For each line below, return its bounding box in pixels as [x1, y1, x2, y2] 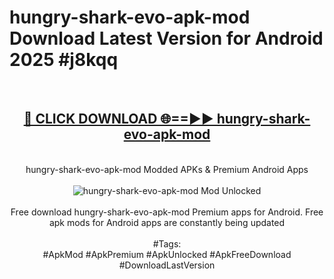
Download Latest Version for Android [9, 27, 324, 50]
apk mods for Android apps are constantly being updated [48, 216, 286, 228]
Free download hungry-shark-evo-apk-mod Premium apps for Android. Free [10, 206, 324, 218]
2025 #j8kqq [9, 49, 119, 71]
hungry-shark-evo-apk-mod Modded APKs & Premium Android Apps [25, 163, 309, 175]
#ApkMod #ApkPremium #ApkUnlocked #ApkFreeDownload [42, 248, 292, 260]
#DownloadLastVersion [118, 259, 216, 271]
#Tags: [152, 237, 182, 250]
